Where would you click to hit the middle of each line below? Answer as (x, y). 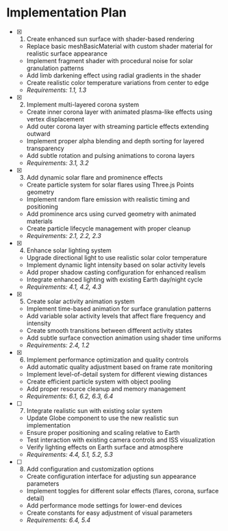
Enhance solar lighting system (69, 250)
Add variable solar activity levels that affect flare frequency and (116, 316)
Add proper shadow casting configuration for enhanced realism (116, 272)
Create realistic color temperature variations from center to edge (118, 82)
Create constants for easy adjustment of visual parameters (110, 512)
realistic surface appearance (67, 54)
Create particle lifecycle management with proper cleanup (109, 228)
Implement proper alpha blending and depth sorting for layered (115, 141)
